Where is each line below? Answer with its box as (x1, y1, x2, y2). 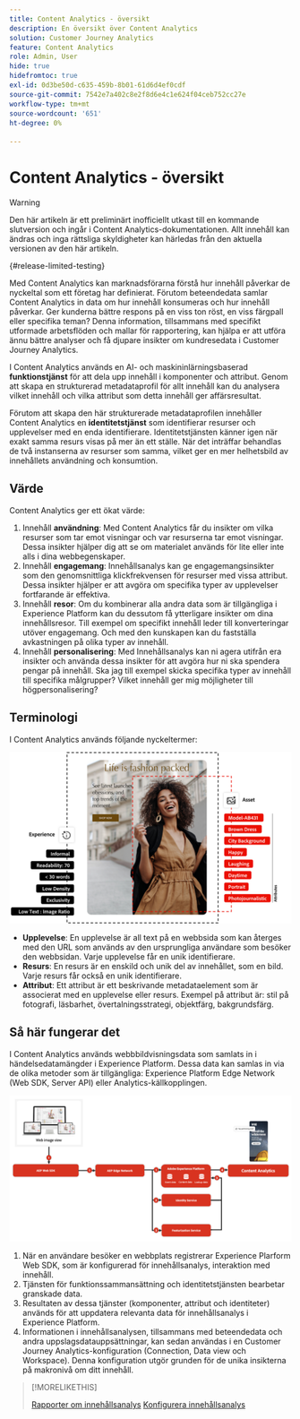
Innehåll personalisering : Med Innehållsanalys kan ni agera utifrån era (21, 646, 282, 657)
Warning (9, 197, 40, 208)
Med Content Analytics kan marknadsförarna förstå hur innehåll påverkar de (9, 278, 291, 288)
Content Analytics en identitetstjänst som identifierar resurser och (9, 417, 256, 428)
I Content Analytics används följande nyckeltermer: (9, 734, 198, 744)
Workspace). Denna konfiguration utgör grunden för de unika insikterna (21, 1355, 287, 1366)
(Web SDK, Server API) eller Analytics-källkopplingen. (9, 1077, 208, 1088)
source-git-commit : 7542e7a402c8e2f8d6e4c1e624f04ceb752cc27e (9, 90, 246, 99)
